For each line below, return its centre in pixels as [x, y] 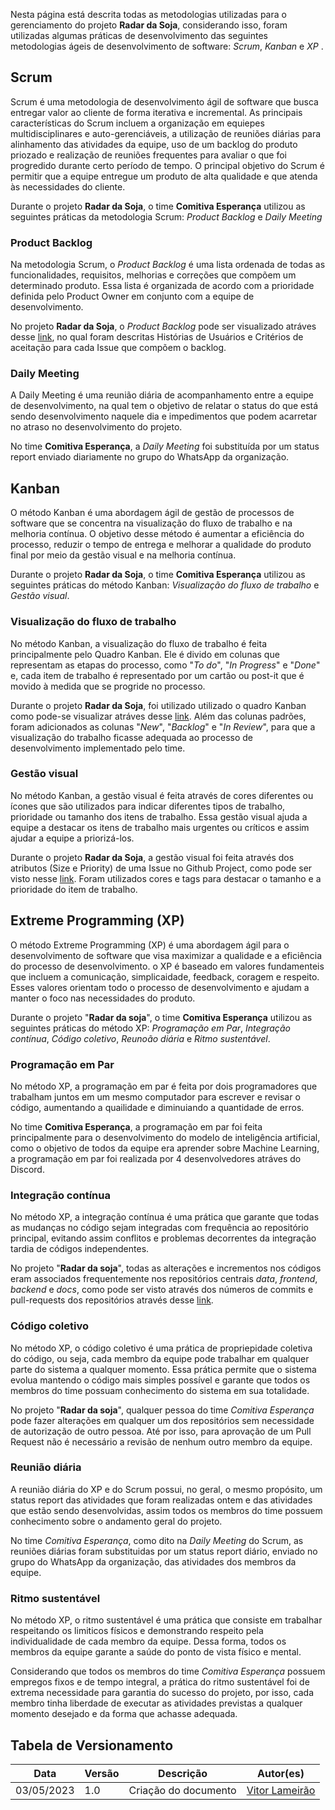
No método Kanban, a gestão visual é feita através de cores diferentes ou [162, 795]
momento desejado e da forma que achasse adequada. [124, 1714]
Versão [102, 1773]
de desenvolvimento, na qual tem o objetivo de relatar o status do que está [164, 406]
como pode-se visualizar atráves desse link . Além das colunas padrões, [158, 716]
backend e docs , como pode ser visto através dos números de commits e [162, 1290]
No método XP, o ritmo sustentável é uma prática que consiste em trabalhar [166, 1620]
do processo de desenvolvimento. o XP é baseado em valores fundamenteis [167, 966]
